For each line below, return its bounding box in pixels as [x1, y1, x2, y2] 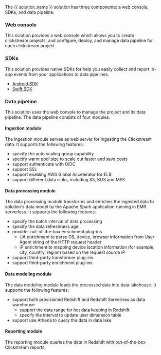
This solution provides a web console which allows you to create [5, 33, 135, 38]
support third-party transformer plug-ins [12, 255, 94, 261]
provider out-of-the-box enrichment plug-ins [12, 229, 102, 235]
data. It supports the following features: [5, 141, 84, 148]
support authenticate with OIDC [12, 161, 76, 167]
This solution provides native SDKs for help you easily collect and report [5, 66, 150, 72]
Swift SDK [12, 86, 33, 92]
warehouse [12, 301, 35, 307]
